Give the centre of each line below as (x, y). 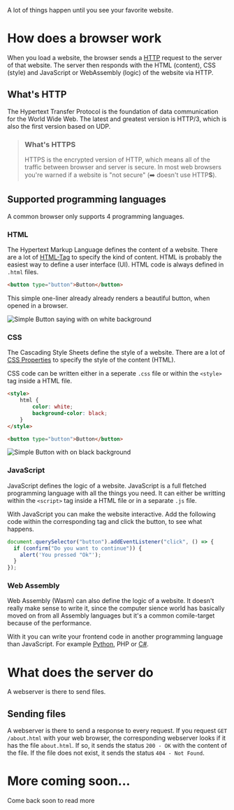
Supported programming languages (87, 200)
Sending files (37, 714)
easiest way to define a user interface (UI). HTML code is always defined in (116, 264)
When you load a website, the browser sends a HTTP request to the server (115, 57)
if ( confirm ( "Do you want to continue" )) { (78, 548)
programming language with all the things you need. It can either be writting (116, 493)
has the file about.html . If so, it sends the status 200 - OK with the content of (117, 746)
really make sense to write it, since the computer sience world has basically (116, 609)
